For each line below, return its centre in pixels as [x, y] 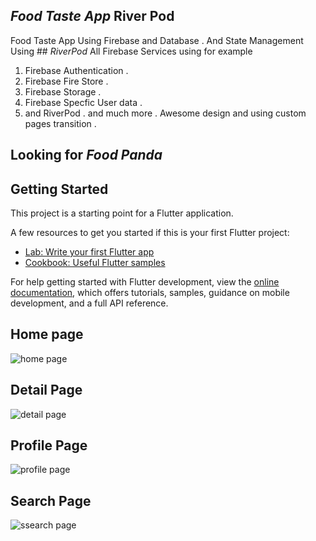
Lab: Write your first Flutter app [89, 252]
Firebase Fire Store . [66, 81]
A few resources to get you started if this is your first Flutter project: [150, 233]
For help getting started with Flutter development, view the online [145, 282]
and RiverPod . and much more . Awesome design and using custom [165, 113]
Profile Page [49, 445]
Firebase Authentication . [76, 70]
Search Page [51, 500]
